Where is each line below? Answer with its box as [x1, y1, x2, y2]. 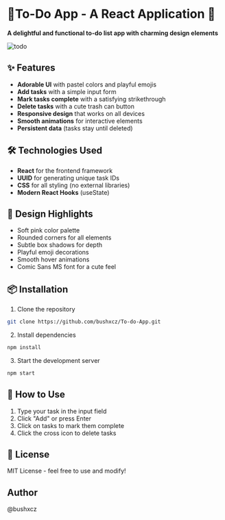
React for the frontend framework [16, 166, 113, 174]
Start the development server [16, 356, 101, 364]
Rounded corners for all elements [16, 233, 112, 242]
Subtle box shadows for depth [16, 241, 103, 249]
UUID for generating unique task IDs [16, 174, 120, 182]
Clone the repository [16, 305, 75, 314]
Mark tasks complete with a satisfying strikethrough [16, 95, 166, 103]
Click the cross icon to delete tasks [16, 429, 117, 437]
